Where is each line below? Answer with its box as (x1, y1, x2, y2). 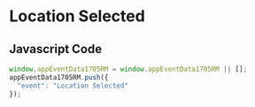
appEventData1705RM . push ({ (9, 73, 109, 81)
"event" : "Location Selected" (17, 81, 128, 90)
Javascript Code (9, 42, 103, 57)
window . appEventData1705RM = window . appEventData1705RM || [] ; (9, 65, 248, 73)
